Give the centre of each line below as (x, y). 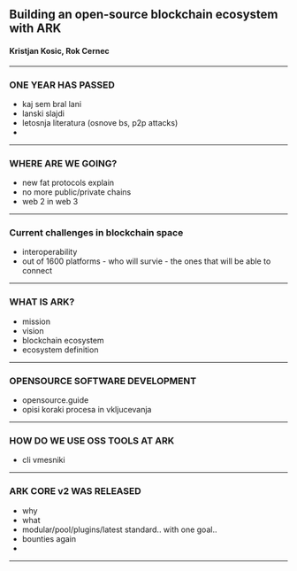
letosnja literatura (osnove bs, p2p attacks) (100, 122)
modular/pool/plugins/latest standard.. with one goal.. (119, 529)
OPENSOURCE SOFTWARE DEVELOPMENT (103, 381)
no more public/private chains (76, 192)
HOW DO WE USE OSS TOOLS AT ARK (92, 440)
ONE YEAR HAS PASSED (62, 85)
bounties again (49, 538)
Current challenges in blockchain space (96, 233)
